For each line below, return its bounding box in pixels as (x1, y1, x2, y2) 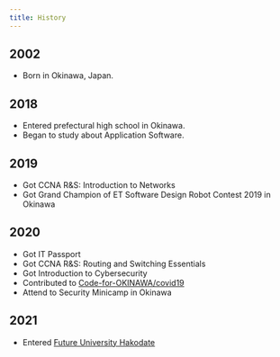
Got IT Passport (22, 248, 81, 259)
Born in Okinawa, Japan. (22, 70, 114, 81)
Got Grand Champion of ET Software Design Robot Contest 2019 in (22, 190, 272, 201)
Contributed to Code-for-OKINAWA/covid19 (22, 277, 185, 288)
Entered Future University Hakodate (22, 336, 156, 347)
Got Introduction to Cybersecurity (22, 267, 148, 279)
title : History (9, 13, 67, 22)
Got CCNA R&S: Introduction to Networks (22, 180, 176, 191)
